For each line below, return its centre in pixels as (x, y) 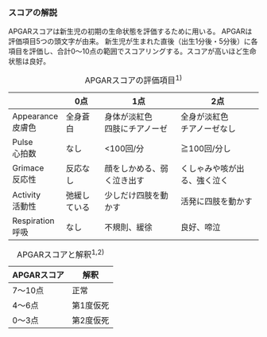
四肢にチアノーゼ (136, 128)
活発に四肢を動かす (217, 201)
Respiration (33, 221)
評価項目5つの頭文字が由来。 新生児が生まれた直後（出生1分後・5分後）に (130, 41)
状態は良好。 (29, 61)
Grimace (28, 167)
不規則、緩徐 (128, 227)
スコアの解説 (33, 12)
